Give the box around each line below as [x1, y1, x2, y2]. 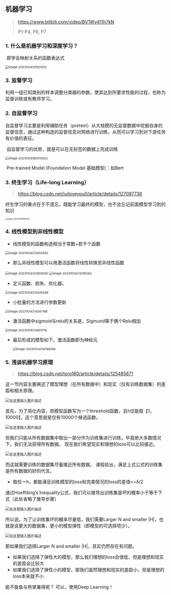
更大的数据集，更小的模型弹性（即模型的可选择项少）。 [18, 523, 132, 529]
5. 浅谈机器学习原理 [5, 359, 53, 366]
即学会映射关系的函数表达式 [6, 55, 65, 61]
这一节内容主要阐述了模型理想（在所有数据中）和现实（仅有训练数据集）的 [5, 381, 161, 387]
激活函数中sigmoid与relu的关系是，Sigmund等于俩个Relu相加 [12, 318, 141, 324]
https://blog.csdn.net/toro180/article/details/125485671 [17, 370, 133, 377]
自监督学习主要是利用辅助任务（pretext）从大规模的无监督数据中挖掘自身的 [5, 122, 163, 129]
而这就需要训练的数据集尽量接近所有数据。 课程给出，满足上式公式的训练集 [5, 461, 163, 467]
